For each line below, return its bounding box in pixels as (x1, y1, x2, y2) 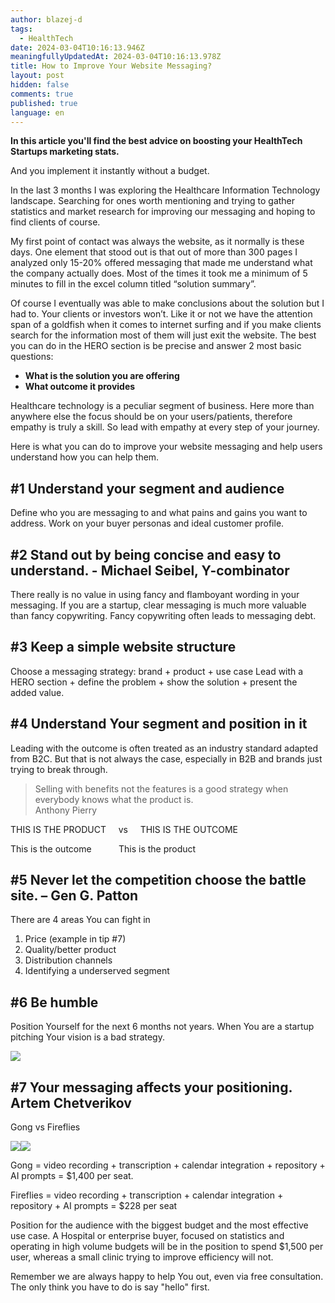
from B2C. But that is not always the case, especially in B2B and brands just (10, 752, 323, 765)
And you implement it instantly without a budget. (10, 165, 210, 177)
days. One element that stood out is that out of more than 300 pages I (10, 246, 298, 258)
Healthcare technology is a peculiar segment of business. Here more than (10, 400, 315, 412)
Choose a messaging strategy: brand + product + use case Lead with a (10, 665, 304, 677)
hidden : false (10, 80, 70, 90)
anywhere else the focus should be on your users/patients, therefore (10, 411, 293, 423)
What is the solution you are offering (24, 370, 180, 382)
